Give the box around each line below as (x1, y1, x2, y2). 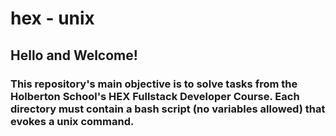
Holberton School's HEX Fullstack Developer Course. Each (10, 89, 300, 103)
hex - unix (10, 7, 95, 30)
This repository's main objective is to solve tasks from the (10, 77, 298, 91)
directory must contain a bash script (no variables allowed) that (10, 102, 326, 116)
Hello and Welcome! (10, 47, 138, 64)
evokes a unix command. (10, 114, 135, 128)
